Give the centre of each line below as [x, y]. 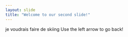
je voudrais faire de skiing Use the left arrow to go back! [65, 29]
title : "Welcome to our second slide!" [48, 15]
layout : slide [20, 10]
